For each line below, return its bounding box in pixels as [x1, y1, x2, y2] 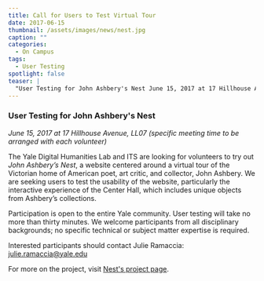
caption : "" [8, 33, 47, 42]
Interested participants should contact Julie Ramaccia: [8, 240, 185, 250]
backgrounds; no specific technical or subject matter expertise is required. [8, 225, 250, 235]
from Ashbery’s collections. [8, 193, 97, 203]
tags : [8, 56, 26, 64]
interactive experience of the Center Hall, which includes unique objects [8, 185, 242, 195]
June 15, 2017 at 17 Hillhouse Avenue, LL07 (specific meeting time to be [8, 128, 240, 137]
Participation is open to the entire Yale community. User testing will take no [8, 209, 251, 218]
